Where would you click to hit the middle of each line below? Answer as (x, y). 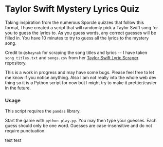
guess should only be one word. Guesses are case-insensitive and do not (79, 126)
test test (13, 140)
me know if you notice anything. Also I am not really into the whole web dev (81, 77)
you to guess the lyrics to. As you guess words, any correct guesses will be (81, 33)
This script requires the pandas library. (43, 111)
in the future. (18, 88)
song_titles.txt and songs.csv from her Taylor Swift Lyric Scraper (72, 57)
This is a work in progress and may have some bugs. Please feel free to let (80, 72)
